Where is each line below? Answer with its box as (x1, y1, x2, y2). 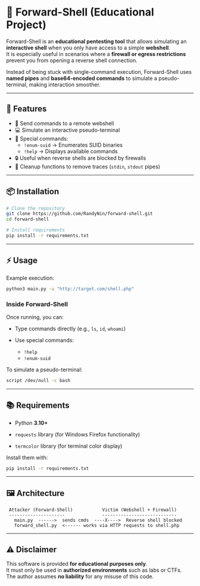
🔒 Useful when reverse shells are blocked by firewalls (14, 154, 146, 162)
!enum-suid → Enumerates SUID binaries (23, 141, 123, 148)
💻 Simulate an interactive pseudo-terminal (14, 126, 120, 134)
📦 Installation (6, 187, 60, 197)
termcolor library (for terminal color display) (14, 442, 123, 449)
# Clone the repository (6, 205, 65, 211)
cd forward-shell (6, 216, 49, 222)
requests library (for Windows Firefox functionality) (14, 430, 140, 438)
